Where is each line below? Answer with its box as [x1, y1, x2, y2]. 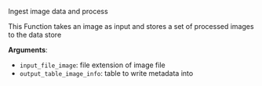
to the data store [8, 30, 62, 39]
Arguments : [8, 45, 49, 54]
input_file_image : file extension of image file [19, 60, 166, 70]
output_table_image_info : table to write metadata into [19, 69, 194, 77]
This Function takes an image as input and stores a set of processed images [8, 22, 254, 30]
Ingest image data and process [8, 7, 108, 16]
